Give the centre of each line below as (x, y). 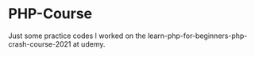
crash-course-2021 (40, 44)
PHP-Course (50, 14)
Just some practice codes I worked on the (77, 36)
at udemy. (89, 44)
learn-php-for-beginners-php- (197, 36)
